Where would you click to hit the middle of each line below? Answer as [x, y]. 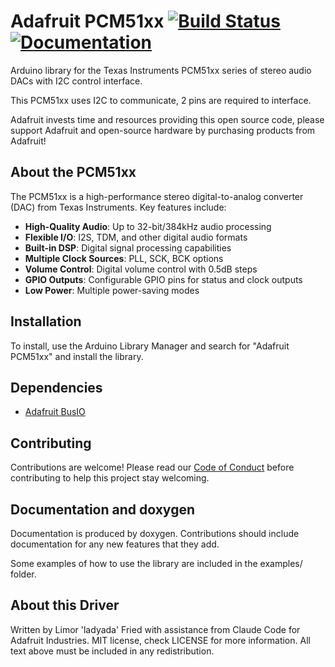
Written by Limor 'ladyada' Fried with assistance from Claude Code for [155, 629]
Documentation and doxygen [102, 509]
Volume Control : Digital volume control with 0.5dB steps [141, 269]
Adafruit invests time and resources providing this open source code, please [167, 119]
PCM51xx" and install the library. [77, 356]
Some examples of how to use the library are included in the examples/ [156, 563]
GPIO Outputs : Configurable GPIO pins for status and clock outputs [163, 279]
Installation [46, 321]
